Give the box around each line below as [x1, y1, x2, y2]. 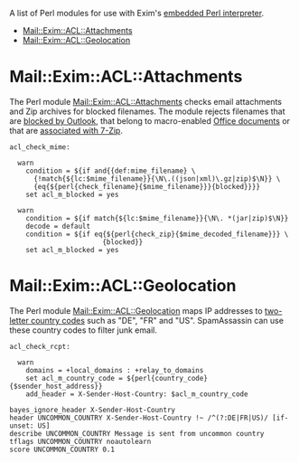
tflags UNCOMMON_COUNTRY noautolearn [9, 437, 152, 446]
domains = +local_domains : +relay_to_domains [25, 365, 204, 374]
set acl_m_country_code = [25, 373, 124, 383]
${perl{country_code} [126, 373, 208, 383]
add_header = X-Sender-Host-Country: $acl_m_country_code [25, 389, 248, 399]
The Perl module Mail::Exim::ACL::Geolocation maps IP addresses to [9, 305, 264, 316]
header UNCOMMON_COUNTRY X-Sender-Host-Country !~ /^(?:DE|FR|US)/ [9, 413, 269, 422]
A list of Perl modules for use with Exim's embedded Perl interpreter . [9, 8, 265, 18]
